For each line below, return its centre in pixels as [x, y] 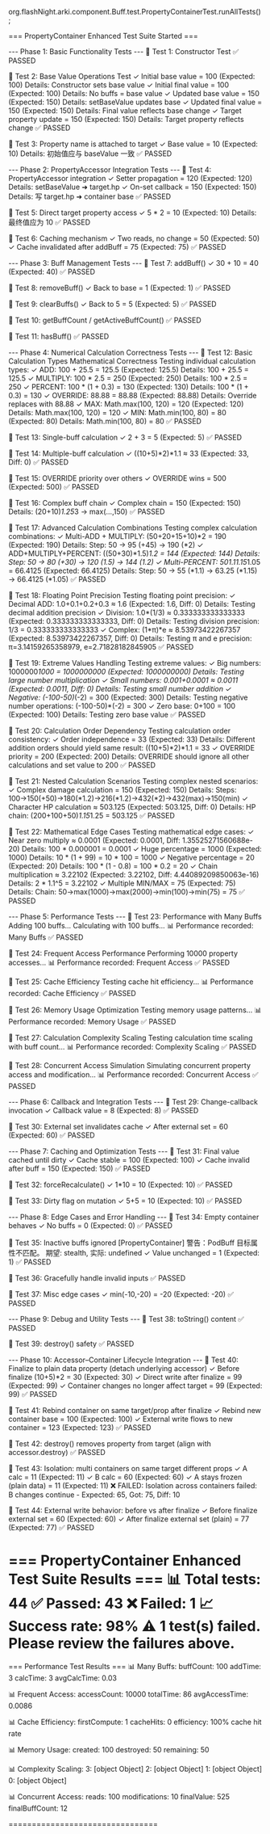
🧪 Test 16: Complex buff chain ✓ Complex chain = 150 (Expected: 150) [125, 503]
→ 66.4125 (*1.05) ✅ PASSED [57, 579]
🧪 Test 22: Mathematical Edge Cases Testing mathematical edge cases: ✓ [131, 832]
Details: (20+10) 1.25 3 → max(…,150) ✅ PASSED [87, 511]
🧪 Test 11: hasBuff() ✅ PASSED [59, 336]
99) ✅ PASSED [33, 1394]
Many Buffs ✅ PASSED [46, 937]
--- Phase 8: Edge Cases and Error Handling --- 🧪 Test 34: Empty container [134, 1217]
